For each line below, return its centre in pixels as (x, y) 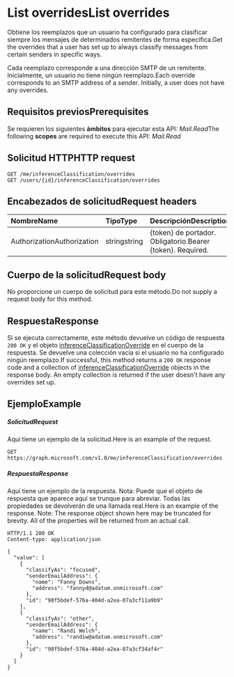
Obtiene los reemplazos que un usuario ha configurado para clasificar (107, 32)
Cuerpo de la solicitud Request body (87, 275)
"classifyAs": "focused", (63, 570)
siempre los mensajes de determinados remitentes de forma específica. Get (115, 39)
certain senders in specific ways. (55, 54)
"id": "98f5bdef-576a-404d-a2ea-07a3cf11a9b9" (94, 600)
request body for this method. (50, 299)
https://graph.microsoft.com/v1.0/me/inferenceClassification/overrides (115, 458)
